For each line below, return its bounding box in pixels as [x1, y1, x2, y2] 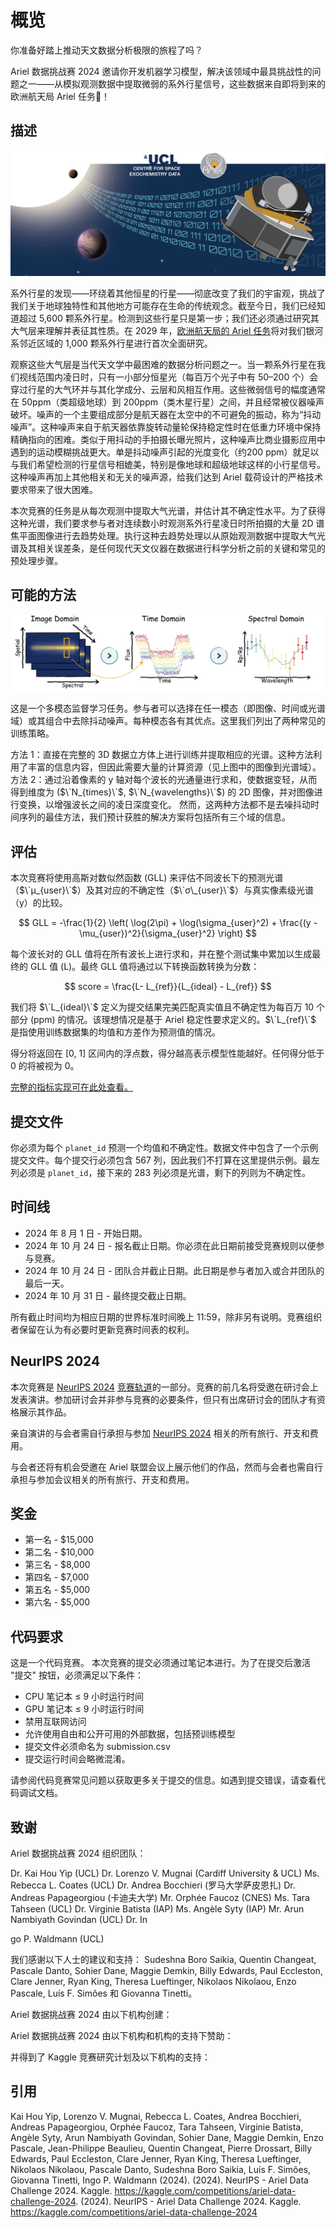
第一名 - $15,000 [24, 1534, 94, 1546]
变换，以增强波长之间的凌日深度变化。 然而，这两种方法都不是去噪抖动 [18, 799, 311, 811]
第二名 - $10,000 [24, 1546, 95, 1558]
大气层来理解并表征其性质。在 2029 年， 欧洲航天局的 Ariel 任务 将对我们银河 [10, 325, 324, 337]
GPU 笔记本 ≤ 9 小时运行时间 [24, 1703, 145, 1715]
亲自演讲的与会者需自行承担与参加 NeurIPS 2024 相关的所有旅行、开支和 [10, 1427, 310, 1439]
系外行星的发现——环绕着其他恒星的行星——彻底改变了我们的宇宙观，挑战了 [10, 287, 326, 300]
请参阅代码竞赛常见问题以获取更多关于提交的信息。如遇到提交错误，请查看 [10, 1774, 317, 1786]
